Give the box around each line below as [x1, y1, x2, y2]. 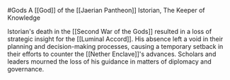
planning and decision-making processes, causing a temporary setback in [7, 42, 224, 50]
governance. [7, 65, 45, 73]
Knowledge [7, 13, 41, 22]
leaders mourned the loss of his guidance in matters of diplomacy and [7, 57, 212, 66]
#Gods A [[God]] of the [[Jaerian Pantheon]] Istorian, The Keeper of [7, 6, 205, 14]
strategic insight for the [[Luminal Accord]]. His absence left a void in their [7, 35, 224, 43]
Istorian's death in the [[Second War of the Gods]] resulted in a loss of [7, 28, 212, 35]
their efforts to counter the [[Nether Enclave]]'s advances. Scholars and [7, 50, 217, 58]
